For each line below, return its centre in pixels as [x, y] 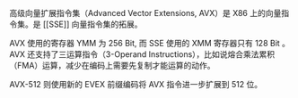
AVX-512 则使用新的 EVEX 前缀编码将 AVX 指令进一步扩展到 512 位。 [136, 84]
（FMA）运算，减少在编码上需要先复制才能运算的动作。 [112, 65]
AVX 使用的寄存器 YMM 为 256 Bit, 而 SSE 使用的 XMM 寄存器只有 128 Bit [145, 43]
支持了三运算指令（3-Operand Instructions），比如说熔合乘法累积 [155, 54]
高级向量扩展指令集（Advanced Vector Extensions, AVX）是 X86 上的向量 [145, 13]
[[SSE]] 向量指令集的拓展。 [92, 24]
